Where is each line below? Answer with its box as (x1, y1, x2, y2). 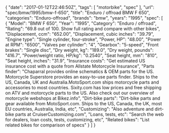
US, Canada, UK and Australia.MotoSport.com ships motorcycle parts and (5, 79, 159, 85)
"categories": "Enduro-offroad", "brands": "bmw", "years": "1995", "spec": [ (5, 15, 163, 21)
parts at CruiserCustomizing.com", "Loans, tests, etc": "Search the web (15, 111, 164, 117)
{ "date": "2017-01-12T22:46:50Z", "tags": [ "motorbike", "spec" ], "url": (5, 5, 154, 10)
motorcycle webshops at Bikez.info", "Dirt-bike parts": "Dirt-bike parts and (5, 95, 160, 101)
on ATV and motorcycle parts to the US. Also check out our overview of (5, 90, 154, 96)
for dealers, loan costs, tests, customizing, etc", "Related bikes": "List (5, 117, 150, 122)
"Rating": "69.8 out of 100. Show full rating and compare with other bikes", (5, 26, 160, 32)
